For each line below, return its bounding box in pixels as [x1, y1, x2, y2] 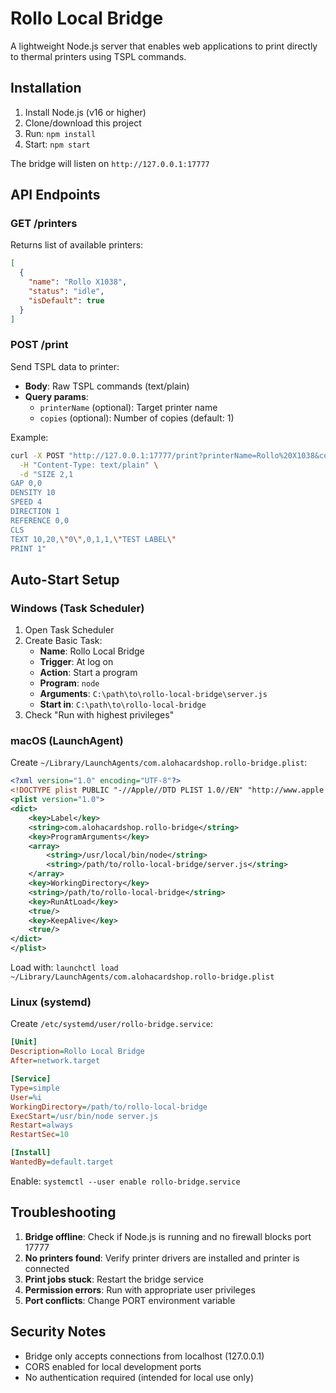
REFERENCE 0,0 [10, 515, 70, 526]
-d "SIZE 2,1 [19, 469, 74, 479]
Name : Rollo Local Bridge [39, 645, 145, 657]
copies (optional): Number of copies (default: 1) [39, 412, 235, 424]
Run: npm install [24, 127, 97, 139]
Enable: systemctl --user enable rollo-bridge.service [10, 1175, 241, 1187]
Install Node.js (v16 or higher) [24, 106, 147, 118]
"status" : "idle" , [28, 287, 105, 297]
